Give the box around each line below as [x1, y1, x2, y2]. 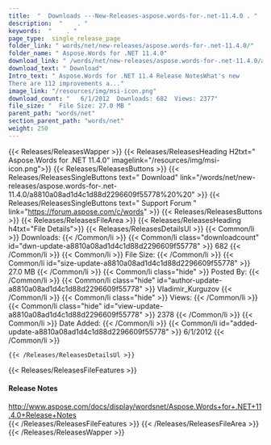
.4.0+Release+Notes [8, 409, 77, 420]
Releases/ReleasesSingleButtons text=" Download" [8, 172, 179, 182]
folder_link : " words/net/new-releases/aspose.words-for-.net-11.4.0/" [8, 42, 254, 50]
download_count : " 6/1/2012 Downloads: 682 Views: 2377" [8, 94, 219, 103]
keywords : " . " [8, 27, 78, 35]
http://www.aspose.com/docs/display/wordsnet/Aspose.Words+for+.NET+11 [8, 401, 262, 411]
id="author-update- [156, 275, 223, 285]
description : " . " [8, 19, 89, 27]
